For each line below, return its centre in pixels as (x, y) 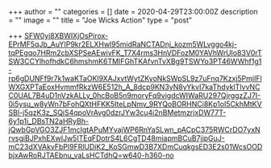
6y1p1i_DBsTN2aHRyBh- (49, 121)
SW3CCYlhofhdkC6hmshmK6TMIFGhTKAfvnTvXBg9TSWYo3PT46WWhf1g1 (135, 61)
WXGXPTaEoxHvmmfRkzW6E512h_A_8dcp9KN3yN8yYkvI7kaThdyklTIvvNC (134, 87)
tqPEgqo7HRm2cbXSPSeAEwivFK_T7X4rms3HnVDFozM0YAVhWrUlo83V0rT (135, 53)
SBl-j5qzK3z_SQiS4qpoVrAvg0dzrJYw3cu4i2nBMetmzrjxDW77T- (117, 113)
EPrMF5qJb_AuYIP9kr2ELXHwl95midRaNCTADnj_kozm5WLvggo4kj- (123, 44)
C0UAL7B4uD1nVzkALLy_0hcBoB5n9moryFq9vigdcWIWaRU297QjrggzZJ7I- (135, 95)
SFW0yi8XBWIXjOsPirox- (66, 36)
